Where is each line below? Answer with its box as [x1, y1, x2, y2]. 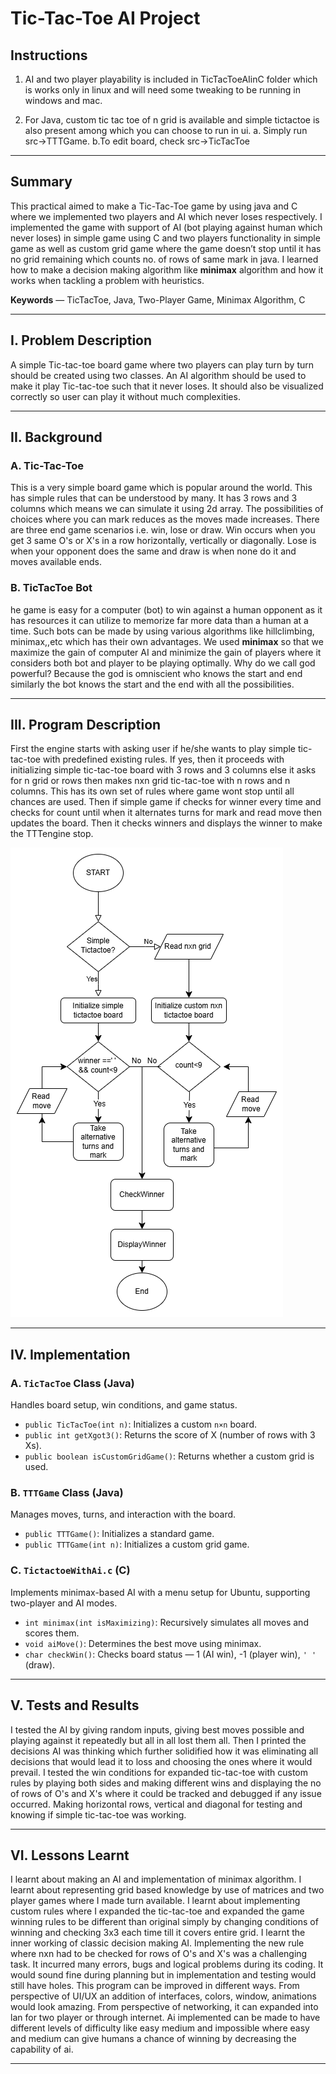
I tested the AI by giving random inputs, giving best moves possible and [10, 1723, 305, 1736]
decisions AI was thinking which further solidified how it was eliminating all [10, 1745, 319, 1757]
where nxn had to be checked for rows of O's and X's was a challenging [10, 1948, 308, 1960]
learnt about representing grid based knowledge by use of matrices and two [10, 1884, 325, 1896]
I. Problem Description [10, 332, 153, 349]
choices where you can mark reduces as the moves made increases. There [10, 513, 320, 526]
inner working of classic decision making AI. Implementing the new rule [10, 1937, 305, 1949]
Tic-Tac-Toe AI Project [10, 7, 201, 30]
